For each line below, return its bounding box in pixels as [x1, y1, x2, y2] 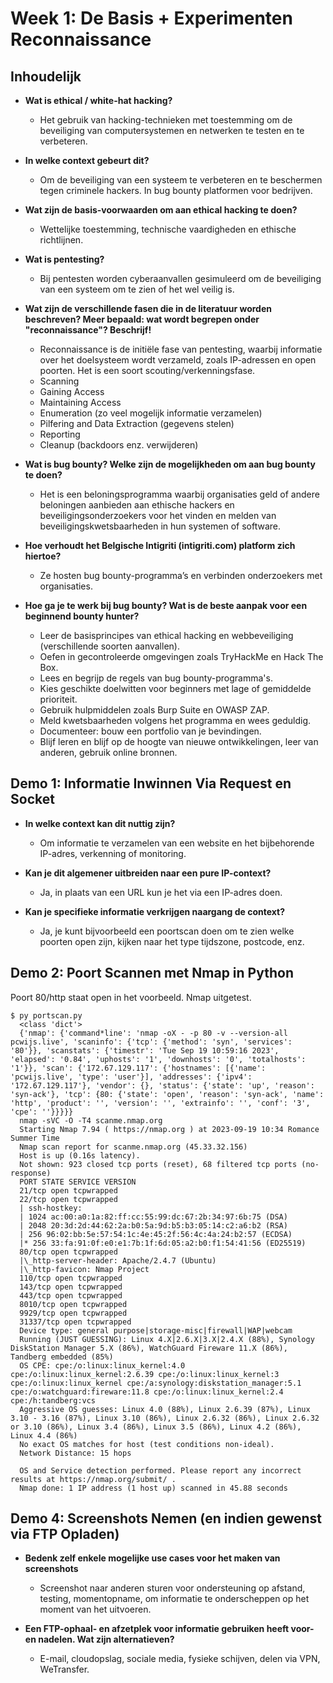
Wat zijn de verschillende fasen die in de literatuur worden [24, 303, 272, 314]
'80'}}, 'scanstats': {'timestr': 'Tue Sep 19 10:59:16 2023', [10, 1045, 280, 1056]
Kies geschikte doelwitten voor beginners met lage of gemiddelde [39, 683, 312, 694]
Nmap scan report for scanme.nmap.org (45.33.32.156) [19, 1142, 248, 1152]
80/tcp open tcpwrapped [19, 1247, 118, 1257]
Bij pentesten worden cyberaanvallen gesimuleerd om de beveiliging [39, 273, 322, 284]
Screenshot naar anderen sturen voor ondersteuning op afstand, [39, 1582, 306, 1594]
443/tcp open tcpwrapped [19, 1290, 123, 1301]
